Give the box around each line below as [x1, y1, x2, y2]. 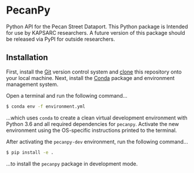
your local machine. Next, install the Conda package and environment [6, 74, 175, 81]
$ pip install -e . [6, 149, 54, 155]
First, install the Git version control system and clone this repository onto [6, 68, 182, 75]
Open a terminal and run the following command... [6, 92, 128, 99]
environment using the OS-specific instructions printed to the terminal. [6, 127, 178, 134]
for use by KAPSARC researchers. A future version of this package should [6, 29, 185, 36]
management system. [6, 81, 59, 88]
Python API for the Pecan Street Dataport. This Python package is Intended [6, 23, 188, 30]
